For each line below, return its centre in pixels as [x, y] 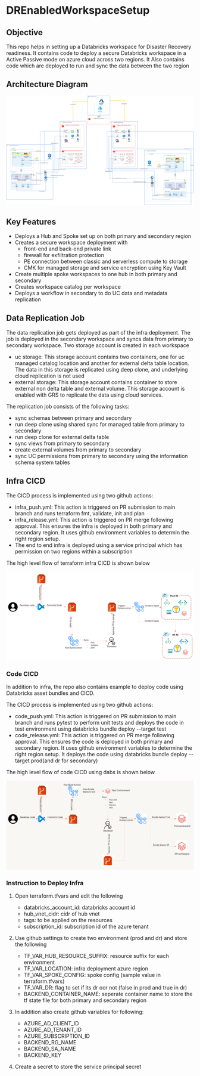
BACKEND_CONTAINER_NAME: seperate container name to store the [108, 994]
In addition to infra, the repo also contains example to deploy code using [95, 687]
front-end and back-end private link [68, 249]
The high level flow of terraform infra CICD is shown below [78, 563]
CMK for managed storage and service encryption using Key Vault [105, 268]
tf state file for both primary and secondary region [85, 1000]
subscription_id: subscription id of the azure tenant [86, 927]
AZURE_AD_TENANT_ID [53, 1030]
